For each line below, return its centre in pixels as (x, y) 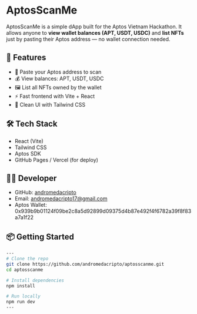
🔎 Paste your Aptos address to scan (58, 72)
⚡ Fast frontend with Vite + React (55, 96)
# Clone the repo (27, 259)
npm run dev (21, 302)
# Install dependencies (35, 280)
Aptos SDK (28, 153)
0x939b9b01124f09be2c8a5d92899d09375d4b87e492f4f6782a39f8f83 (103, 211)
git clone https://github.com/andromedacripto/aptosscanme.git (85, 264)
